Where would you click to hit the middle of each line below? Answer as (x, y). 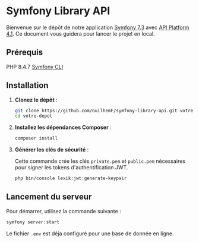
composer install (36, 138)
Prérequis (25, 53)
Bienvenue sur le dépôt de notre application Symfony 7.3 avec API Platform (98, 27)
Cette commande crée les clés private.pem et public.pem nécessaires (100, 161)
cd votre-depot (34, 116)
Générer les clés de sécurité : (52, 150)
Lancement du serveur (49, 197)
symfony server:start (33, 222)
